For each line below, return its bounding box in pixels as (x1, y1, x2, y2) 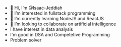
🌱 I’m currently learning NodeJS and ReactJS (10, 16, 104, 21)
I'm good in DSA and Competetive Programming (10, 32, 110, 37)
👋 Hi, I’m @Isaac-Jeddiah (10, 5, 63, 11)
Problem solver (10, 37, 42, 43)
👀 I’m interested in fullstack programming (10, 10, 96, 16)
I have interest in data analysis (10, 26, 73, 32)
